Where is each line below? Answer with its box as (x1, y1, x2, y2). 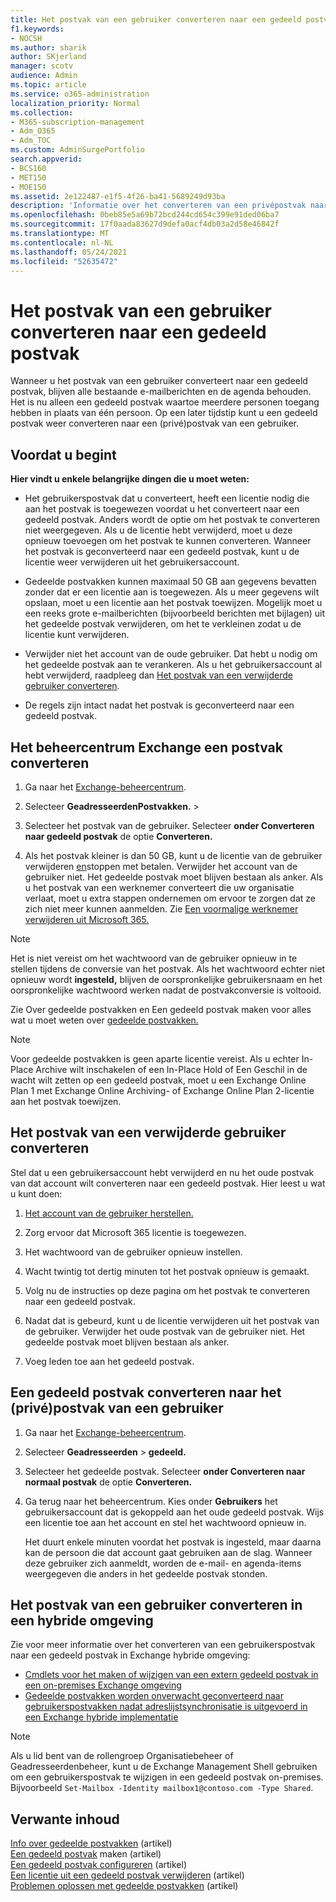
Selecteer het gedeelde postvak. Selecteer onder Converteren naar (24, 1465, 306, 1477)
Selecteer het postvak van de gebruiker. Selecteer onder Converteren (24, 819, 315, 831)
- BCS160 (10, 163, 47, 173)
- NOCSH (10, 33, 43, 43)
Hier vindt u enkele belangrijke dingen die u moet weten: (10, 473, 250, 485)
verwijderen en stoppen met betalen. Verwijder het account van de (24, 860, 298, 872)
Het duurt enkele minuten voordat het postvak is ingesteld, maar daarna (24, 1536, 322, 1548)
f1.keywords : (10, 24, 65, 34)
